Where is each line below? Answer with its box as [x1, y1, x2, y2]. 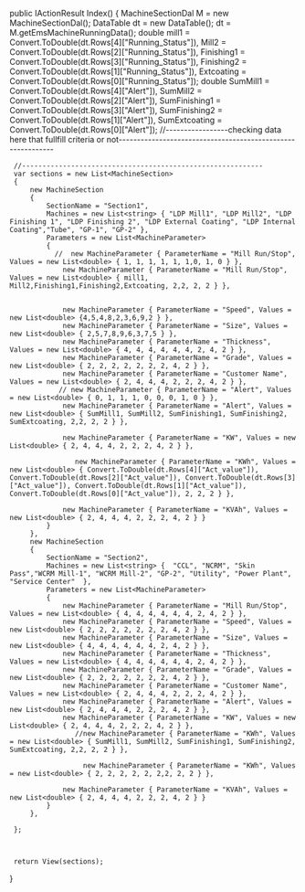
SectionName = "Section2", [46, 553, 149, 562]
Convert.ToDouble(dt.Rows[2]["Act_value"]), [9, 473, 182, 483]
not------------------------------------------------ [106, 134, 296, 144]
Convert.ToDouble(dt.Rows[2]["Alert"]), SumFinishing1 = [9, 95, 222, 106]
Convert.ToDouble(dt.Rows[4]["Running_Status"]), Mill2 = [9, 37, 226, 48]
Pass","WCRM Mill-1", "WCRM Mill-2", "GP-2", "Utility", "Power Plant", [9, 569, 292, 579]
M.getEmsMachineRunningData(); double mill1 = [9, 27, 191, 37]
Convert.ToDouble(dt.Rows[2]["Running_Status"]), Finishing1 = [9, 47, 246, 58]
